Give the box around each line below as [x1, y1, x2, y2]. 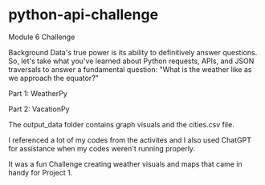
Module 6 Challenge [8, 32, 75, 42]
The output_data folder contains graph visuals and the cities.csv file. [8, 119, 234, 129]
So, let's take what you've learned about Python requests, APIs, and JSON [8, 56, 255, 66]
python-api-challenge [8, 6, 159, 24]
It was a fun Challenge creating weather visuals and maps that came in [8, 159, 243, 169]
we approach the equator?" [8, 73, 99, 82]
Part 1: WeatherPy [8, 88, 68, 98]
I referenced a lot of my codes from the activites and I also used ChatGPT [8, 135, 251, 145]
